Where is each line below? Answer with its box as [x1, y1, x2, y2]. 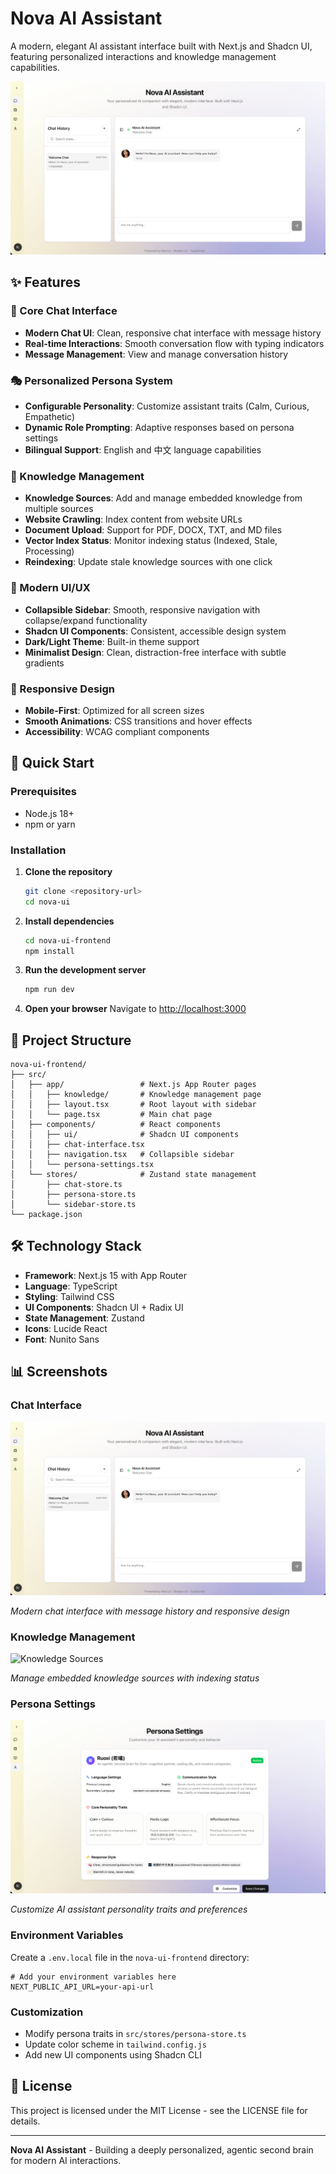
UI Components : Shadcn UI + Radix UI [24, 1301, 184, 1313]
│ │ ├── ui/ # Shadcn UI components [10, 1130, 240, 1140]
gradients [24, 657, 65, 669]
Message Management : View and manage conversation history [24, 348, 289, 360]
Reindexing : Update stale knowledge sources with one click [24, 556, 273, 568]
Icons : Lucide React [24, 1322, 108, 1334]
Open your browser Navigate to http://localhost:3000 [24, 1003, 247, 1015]
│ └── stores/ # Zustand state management [10, 1170, 257, 1180]
